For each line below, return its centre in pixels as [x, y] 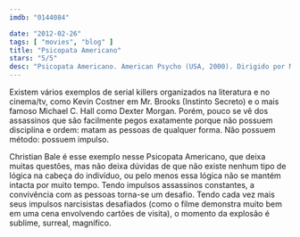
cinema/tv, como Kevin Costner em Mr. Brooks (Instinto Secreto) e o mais [144, 102]
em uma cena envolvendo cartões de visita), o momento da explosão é [140, 213]
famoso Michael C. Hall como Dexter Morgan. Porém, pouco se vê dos [139, 111]
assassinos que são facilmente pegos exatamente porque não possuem [142, 120]
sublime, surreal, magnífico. [60, 223]
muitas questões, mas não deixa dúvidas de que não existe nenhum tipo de [148, 166]
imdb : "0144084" [39, 17]
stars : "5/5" [33, 59]
